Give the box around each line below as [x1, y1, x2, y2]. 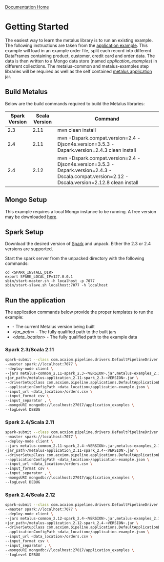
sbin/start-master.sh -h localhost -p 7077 [5, 279, 95, 283]
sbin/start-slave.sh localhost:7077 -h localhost [5, 283, 108, 288]
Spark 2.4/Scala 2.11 [5, 419, 55, 425]
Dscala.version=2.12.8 [57, 179, 110, 186]
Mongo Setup [5, 196, 47, 204]
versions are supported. [5, 246, 53, 252]
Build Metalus [5, 88, 48, 96]
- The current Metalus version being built [12, 324, 95, 330]
